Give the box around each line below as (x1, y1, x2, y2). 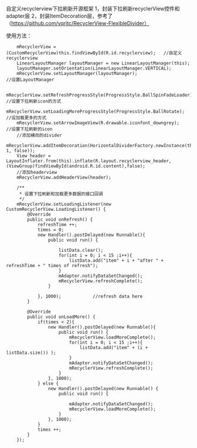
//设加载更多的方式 (6, 115, 47, 121)
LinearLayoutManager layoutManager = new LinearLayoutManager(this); (16, 60, 191, 66)
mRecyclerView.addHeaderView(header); (16, 175, 111, 180)
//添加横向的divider (16, 132, 63, 138)
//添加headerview (16, 169, 57, 175)
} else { (37, 381, 59, 387)
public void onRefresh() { (27, 217, 93, 223)
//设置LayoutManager (6, 77, 55, 83)
